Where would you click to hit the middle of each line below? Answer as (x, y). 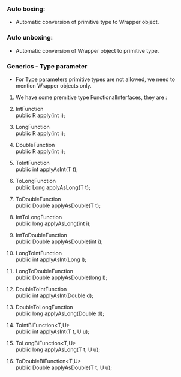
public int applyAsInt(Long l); (51, 259)
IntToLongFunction (39, 217)
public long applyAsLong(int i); (53, 223)
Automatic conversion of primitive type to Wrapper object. (87, 22)
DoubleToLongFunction (44, 307)
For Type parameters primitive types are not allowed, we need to (95, 79)
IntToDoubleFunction (41, 235)
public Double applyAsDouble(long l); (61, 277)
